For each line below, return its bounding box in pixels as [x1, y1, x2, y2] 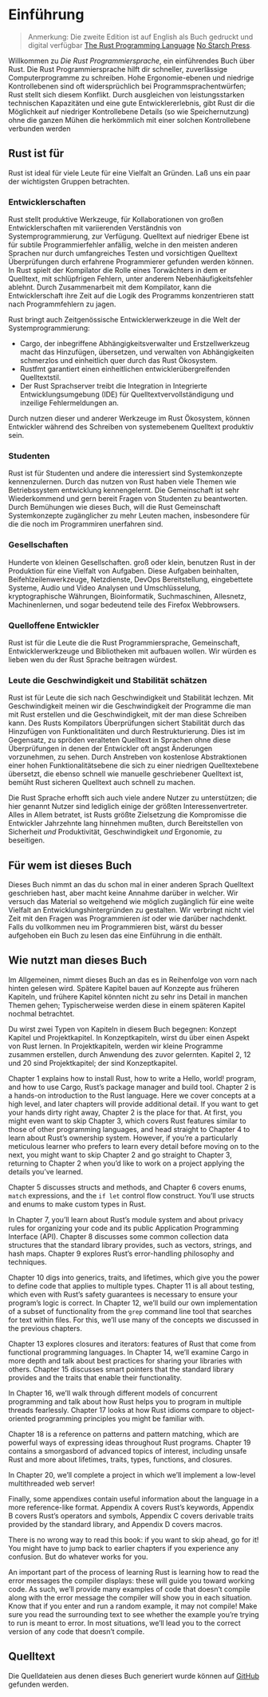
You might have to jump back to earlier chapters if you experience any [8, 1543, 239, 1553]
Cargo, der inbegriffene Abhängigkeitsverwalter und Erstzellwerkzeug [19, 339, 250, 349]
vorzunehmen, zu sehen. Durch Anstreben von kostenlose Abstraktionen [8, 752, 247, 762]
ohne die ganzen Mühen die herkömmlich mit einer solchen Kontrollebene [8, 115, 251, 124]
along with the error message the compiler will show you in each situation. [8, 1592, 253, 1602]
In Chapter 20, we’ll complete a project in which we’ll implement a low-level [8, 1470, 256, 1479]
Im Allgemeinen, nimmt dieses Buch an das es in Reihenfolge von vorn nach [8, 975, 258, 985]
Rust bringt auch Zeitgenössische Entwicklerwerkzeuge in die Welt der [8, 315, 241, 325]
